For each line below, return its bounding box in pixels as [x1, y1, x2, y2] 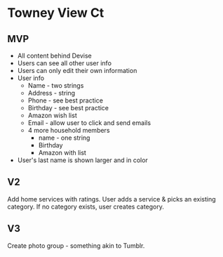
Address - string [27, 89, 76, 97]
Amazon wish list [27, 111, 77, 119]
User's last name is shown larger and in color [17, 156, 149, 164]
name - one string [38, 133, 90, 142]
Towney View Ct [7, 5, 104, 21]
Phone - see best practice [27, 96, 104, 105]
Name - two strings [27, 81, 84, 89]
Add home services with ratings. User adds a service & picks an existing [7, 195, 216, 203]
